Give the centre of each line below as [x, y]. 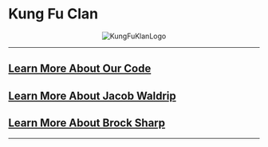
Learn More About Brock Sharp [87, 123]
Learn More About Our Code [80, 69]
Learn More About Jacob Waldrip [93, 95]
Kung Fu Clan [53, 14]
